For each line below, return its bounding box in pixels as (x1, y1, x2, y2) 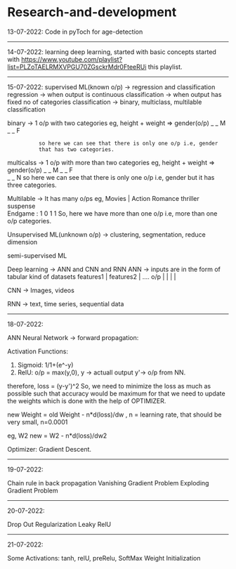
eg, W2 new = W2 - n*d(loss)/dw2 (7, 431, 107, 440)
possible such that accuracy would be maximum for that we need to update (7, 389, 226, 398)
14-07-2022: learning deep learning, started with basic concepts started (7, 47, 216, 56)
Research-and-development (7, 4, 177, 20)
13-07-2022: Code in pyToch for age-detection (7, 27, 143, 36)
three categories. (7, 181, 58, 189)
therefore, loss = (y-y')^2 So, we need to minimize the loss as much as (7, 381, 211, 390)
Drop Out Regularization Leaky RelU (7, 520, 111, 528)
